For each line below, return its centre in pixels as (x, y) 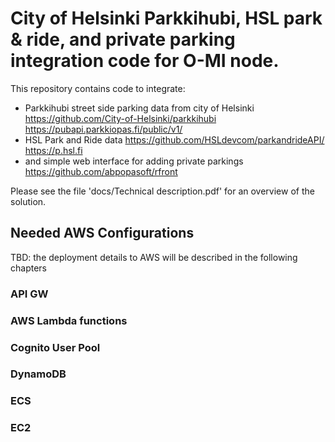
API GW (29, 294)
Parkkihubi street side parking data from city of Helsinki (139, 108)
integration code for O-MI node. (145, 61)
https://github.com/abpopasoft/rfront (101, 171)
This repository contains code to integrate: (98, 88)
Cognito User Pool (55, 347)
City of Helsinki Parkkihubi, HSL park (166, 18)
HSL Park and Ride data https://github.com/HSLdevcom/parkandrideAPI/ (174, 139)
